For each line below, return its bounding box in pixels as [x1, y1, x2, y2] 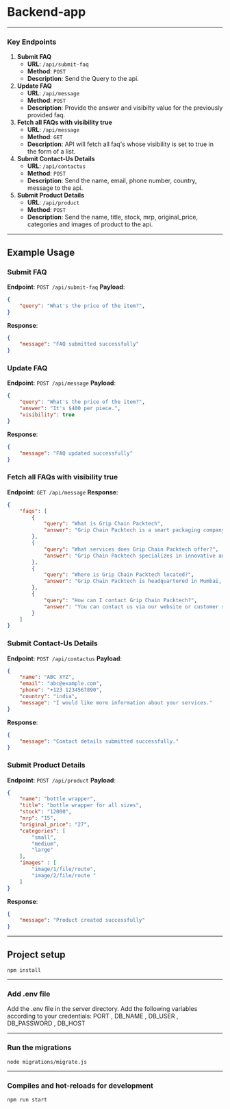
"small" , [31, 834, 57, 841]
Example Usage [7, 246, 75, 258]
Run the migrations [7, 1043, 72, 1053]
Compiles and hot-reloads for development [7, 1081, 154, 1090]
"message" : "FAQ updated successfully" [19, 450, 133, 457]
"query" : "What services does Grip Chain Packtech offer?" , [43, 546, 219, 553]
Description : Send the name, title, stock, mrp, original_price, [27, 213, 199, 222]
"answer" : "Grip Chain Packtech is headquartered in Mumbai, [43, 577, 222, 585]
